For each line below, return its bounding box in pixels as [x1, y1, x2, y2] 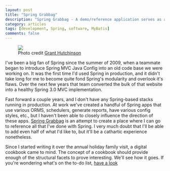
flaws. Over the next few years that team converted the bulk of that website [5, 81, 163, 87]
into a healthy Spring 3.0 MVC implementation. [5, 87, 103, 93]
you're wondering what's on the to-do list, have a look [5, 160, 118, 166]
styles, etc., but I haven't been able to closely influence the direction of [5, 112, 153, 118]
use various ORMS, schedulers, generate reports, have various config [5, 107, 151, 113]
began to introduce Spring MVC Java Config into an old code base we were [5, 65, 163, 71]
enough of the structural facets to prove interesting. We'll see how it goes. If [5, 155, 164, 160]
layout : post [5, 7, 33, 13]
